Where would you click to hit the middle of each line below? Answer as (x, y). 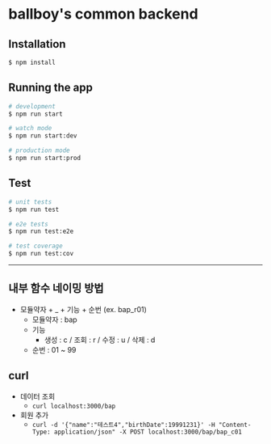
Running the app (50, 88)
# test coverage (35, 246)
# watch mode (30, 129)
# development (32, 106)
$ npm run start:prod (45, 159)
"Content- (235, 425)
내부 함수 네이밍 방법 (56, 288)
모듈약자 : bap (55, 319)
